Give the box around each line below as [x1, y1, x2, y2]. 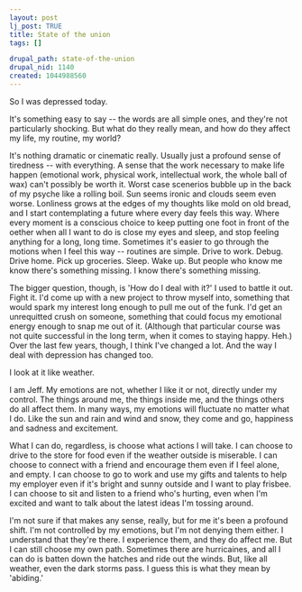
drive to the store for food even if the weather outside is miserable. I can [9, 450, 278, 460]
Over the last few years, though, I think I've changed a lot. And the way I [9, 340, 277, 351]
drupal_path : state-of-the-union [9, 55, 135, 64]
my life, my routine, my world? [9, 132, 122, 143]
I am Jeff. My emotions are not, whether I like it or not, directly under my [9, 384, 278, 395]
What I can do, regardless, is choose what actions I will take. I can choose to [9, 440, 293, 451]
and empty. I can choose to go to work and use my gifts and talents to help [9, 469, 288, 479]
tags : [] [9, 38, 42, 48]
